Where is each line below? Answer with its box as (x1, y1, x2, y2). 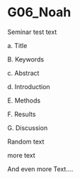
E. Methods (7, 96, 41, 105)
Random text (7, 137, 45, 146)
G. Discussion (7, 123, 48, 132)
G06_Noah (7, 4, 72, 21)
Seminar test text (7, 28, 57, 36)
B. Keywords (7, 54, 45, 64)
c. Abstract (7, 69, 40, 77)
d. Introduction (7, 82, 51, 91)
